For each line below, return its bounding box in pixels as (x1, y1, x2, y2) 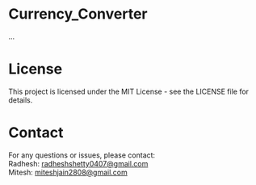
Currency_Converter (8, 5, 148, 23)
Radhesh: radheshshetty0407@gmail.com (8, 158, 149, 168)
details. (8, 95, 33, 105)
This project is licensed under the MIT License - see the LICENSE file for (8, 86, 249, 96)
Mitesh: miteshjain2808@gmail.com (8, 167, 128, 177)
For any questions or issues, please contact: (8, 150, 156, 160)
